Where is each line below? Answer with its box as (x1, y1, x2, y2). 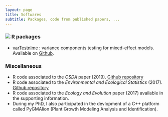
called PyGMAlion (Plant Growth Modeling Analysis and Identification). (12, 106, 158, 112)
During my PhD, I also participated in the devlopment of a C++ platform (12, 100, 159, 106)
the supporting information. (12, 95, 69, 101)
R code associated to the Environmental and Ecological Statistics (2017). (12, 79, 163, 85)
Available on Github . (12, 50, 54, 56)
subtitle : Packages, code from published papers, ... (5, 17, 120, 22)
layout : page (5, 7, 33, 13)
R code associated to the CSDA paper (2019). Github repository (12, 74, 144, 80)
